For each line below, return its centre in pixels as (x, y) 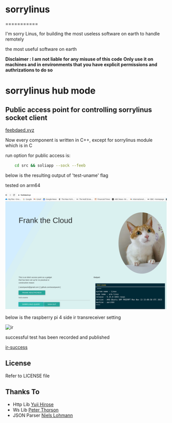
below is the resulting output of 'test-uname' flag (57, 175)
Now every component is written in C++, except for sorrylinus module (79, 140)
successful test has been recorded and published (58, 337)
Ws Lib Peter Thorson (36, 410)
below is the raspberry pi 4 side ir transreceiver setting (63, 318)
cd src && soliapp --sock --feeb (50, 165)
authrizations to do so (29, 70)
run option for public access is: (38, 155)
